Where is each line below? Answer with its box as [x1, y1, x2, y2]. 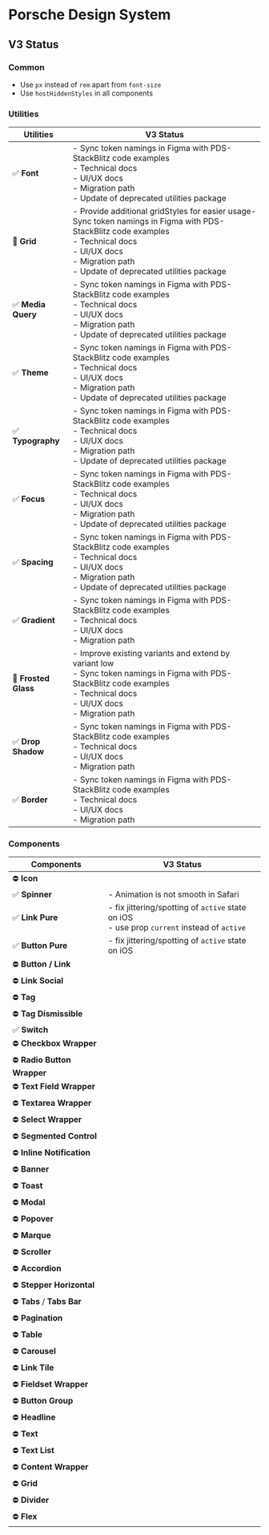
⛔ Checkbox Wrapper [12, 1038, 98, 1049]
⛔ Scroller [12, 1246, 52, 1258]
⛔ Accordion [12, 1263, 62, 1274]
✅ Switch [12, 1024, 49, 1035]
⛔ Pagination [12, 1313, 63, 1324]
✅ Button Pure [12, 940, 68, 951]
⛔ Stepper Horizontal [12, 1279, 95, 1290]
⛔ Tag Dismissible [12, 1008, 83, 1019]
